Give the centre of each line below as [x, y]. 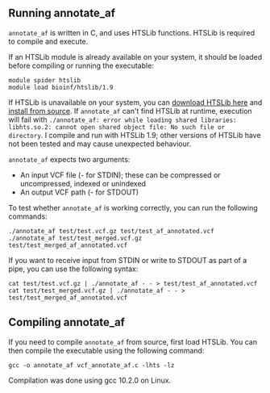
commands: [28, 216]
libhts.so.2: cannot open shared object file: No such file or [117, 127]
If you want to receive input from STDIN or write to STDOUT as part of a [128, 260]
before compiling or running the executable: [81, 65]
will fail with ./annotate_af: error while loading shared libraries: [123, 119]
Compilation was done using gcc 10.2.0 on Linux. [90, 380]
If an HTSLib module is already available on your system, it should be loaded [135, 56]
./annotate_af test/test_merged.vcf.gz [75, 238]
